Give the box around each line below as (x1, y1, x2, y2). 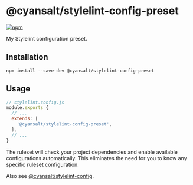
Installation (6, 52, 48, 62)
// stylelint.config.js (6, 99, 65, 105)
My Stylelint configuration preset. (6, 35, 87, 42)
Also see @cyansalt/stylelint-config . (6, 172, 94, 179)
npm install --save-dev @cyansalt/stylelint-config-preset (6, 68, 155, 74)
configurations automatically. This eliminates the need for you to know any (6, 154, 187, 161)
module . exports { (6, 105, 49, 111)
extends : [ (11, 116, 38, 122)
